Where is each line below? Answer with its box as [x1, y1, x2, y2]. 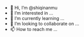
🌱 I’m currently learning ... [10, 15, 65, 21]
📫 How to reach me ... [10, 26, 58, 32]
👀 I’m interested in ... [10, 10, 53, 16]
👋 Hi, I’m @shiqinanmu [10, 5, 58, 10]
